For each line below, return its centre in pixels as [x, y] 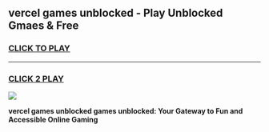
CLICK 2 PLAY [36, 78]
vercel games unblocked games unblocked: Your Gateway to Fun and [126, 110]
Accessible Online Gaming [53, 119]
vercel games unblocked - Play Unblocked [116, 13]
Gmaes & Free [44, 26]
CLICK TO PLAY [39, 49]
